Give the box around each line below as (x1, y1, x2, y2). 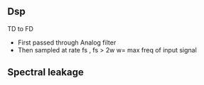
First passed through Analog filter (17, 38, 117, 47)
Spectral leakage (7, 67, 84, 79)
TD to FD (7, 24, 34, 33)
